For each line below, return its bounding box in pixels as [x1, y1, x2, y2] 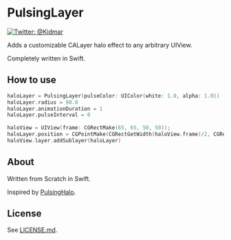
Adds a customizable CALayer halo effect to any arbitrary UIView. [7, 41, 192, 49]
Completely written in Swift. [7, 54, 86, 63]
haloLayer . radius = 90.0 [7, 98, 78, 106]
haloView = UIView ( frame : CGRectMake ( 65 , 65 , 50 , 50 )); [7, 124, 170, 131]
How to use [7, 74, 56, 86]
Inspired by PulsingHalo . [7, 188, 76, 196]
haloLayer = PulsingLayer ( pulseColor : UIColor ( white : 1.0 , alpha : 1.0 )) [7, 92, 220, 99]
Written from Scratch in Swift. [7, 174, 91, 183]
